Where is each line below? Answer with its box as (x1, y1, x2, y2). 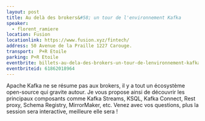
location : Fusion (6, 32, 51, 38)
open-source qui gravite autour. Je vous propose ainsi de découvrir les (6, 89, 185, 96)
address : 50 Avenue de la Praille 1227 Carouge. (6, 43, 132, 49)
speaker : (6, 20, 29, 26)
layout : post (6, 9, 40, 15)
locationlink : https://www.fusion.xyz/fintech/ (6, 37, 130, 43)
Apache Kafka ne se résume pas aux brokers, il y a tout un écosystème (6, 82, 185, 89)
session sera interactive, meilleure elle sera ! (6, 108, 118, 116)
